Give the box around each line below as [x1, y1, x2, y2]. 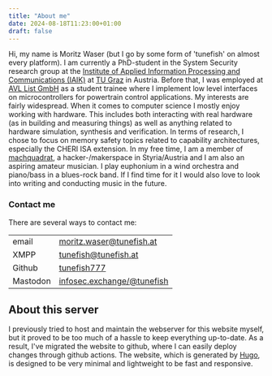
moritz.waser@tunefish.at [58, 236, 158, 247]
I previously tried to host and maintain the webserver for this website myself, [8, 324, 265, 334]
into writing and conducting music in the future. [8, 179, 167, 188]
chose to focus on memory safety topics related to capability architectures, [8, 136, 260, 145]
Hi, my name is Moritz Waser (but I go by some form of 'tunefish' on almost [8, 50, 260, 59]
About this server [8, 303, 99, 317]
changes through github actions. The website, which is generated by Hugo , [8, 350, 261, 360]
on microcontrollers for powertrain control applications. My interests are [8, 93, 249, 102]
